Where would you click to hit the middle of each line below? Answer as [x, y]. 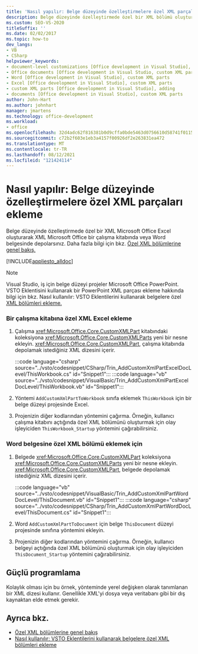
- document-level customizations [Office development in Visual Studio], [99, 67]
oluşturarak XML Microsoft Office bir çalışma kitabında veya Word [86, 237]
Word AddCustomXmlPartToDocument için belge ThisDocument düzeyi [94, 524]
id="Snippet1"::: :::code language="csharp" [139, 500]
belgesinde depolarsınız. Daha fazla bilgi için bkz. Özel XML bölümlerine [94, 244]
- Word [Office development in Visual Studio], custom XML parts [88, 78]
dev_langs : [19, 45]
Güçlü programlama [43, 573]
